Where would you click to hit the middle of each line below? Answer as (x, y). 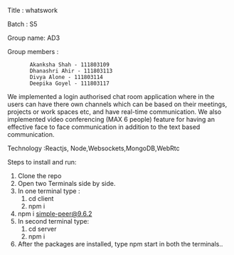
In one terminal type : (49, 191)
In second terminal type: (53, 221)
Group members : (33, 52)
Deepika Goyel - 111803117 (70, 83)
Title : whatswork (33, 10)
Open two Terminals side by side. (67, 183)
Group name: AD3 (34, 38)
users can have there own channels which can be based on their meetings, (117, 104)
